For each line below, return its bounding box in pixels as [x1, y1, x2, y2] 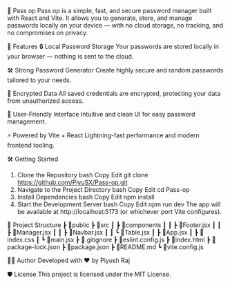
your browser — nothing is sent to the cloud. [7, 52, 134, 60]
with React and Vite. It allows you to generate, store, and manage [7, 14, 193, 22]
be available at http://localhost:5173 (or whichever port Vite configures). [17, 208, 222, 215]
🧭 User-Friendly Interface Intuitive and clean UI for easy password [7, 110, 195, 118]
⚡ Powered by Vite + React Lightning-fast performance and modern [7, 131, 200, 139]
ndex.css [7, 235, 35, 244]
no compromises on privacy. [7, 28, 88, 37]
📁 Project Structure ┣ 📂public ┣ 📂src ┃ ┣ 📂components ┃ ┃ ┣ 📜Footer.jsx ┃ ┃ [7, 221, 222, 229]
